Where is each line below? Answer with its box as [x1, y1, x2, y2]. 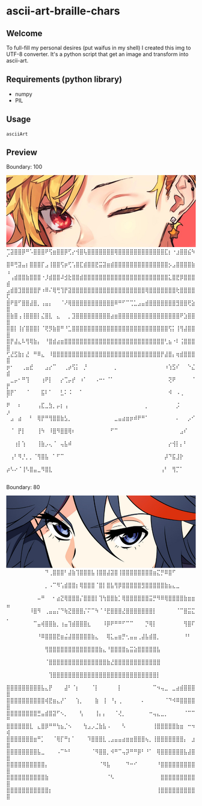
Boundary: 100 [6, 163, 43, 170]
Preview [6, 148, 38, 158]
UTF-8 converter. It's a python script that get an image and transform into [6, 51, 189, 58]
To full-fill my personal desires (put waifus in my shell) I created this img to [6, 44, 191, 51]
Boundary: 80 [6, 483, 40, 490]
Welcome [6, 28, 43, 39]
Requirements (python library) [6, 74, 123, 85]
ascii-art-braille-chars [6, 4, 120, 18]
